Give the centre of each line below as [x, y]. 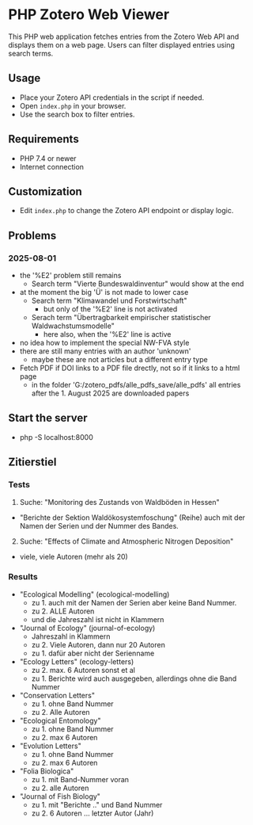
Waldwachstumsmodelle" [73, 326]
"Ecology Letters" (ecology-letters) [77, 661]
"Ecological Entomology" [60, 720]
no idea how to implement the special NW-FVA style [104, 343]
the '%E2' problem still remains [70, 276]
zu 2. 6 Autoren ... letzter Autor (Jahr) [93, 813]
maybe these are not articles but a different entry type [119, 360]
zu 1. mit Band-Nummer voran [80, 779]
